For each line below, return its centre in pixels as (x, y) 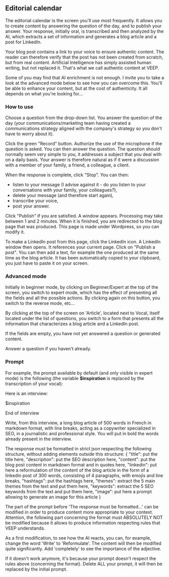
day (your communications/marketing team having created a (68, 123)
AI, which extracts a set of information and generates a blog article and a (81, 36)
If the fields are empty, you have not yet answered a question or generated (83, 334)
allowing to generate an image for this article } (53, 497)
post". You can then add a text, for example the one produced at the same (82, 252)
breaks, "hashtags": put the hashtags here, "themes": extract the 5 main (80, 481)
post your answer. (31, 206)
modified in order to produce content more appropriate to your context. (79, 512)
